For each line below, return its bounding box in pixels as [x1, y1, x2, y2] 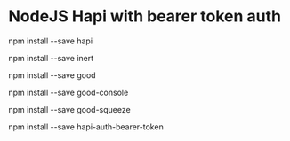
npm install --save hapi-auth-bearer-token [8, 121, 164, 132]
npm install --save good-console [8, 87, 129, 98]
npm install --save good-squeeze [8, 104, 131, 114]
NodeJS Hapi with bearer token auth [8, 6, 282, 27]
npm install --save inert [8, 52, 94, 63]
